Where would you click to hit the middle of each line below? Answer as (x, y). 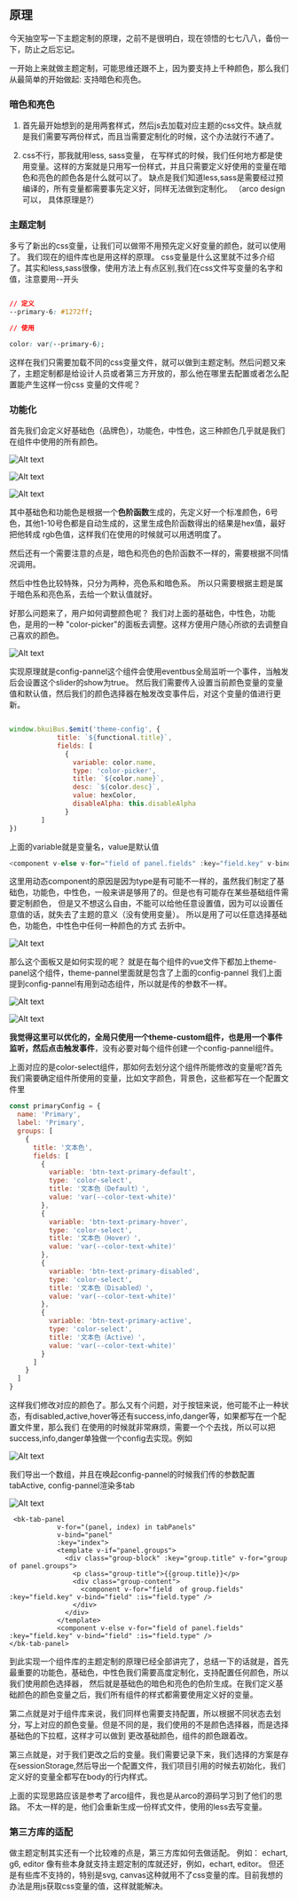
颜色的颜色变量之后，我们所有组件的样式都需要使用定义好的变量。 (137, 1695)
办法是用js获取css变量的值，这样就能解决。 (89, 1886)
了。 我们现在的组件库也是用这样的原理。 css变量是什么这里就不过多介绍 (142, 257)
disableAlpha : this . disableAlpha (134, 804)
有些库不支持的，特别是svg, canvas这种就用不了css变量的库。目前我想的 (150, 1875)
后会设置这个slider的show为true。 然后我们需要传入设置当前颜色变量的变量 (146, 683)
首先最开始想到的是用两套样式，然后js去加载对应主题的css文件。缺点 (148, 125)
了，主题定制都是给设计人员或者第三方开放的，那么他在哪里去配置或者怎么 (145, 373)
